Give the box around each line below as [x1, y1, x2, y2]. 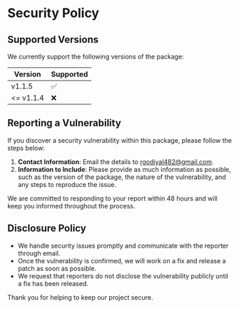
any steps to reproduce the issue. [17, 180, 116, 188]
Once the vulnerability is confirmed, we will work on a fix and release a [17, 256, 226, 265]
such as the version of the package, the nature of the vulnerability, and [17, 173, 226, 181]
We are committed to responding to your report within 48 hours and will [7, 194, 218, 203]
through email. [17, 248, 61, 258]
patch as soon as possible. [17, 264, 97, 273]
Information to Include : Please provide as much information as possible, [17, 165, 232, 173]
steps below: [7, 143, 45, 152]
